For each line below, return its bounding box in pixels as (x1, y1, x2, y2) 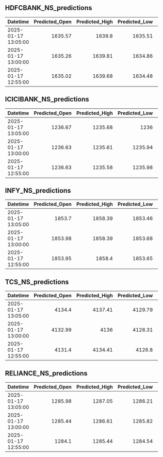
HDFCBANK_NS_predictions (5, 4, 92, 12)
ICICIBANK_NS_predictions (5, 95, 89, 103)
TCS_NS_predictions (5, 278, 69, 286)
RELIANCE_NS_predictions (5, 369, 88, 377)
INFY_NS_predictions (5, 186, 71, 195)
